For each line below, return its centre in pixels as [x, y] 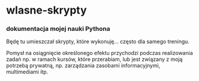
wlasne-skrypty [47, 10]
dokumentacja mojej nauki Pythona [58, 29]
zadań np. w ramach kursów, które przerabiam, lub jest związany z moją [94, 59]
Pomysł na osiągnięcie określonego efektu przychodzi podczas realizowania [99, 53]
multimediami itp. [27, 72]
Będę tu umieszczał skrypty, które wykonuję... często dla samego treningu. [98, 41]
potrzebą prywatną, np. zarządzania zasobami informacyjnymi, [83, 66]
